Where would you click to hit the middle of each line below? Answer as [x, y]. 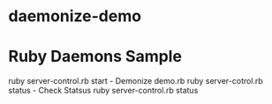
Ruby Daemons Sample [95, 57]
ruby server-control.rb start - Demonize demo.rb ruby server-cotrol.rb [136, 81]
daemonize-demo [75, 16]
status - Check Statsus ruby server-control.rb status [103, 91]
